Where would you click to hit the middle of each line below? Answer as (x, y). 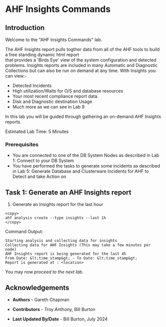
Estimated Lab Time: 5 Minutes (37, 131)
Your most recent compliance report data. (55, 96)
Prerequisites (22, 144)
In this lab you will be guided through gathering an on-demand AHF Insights (83, 116)
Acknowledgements (37, 288)
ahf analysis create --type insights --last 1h (56, 218)
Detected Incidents (32, 85)
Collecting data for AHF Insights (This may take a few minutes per (78, 245)
